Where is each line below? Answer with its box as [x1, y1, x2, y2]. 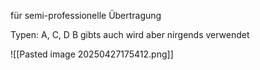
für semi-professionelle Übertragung [10, 10, 162, 21]
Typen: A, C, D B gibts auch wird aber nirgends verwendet [10, 29, 250, 40]
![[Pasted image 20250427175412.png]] [10, 48, 174, 60]
